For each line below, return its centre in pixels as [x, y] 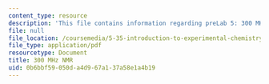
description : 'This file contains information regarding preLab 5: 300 [130, 23]
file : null [26, 30]
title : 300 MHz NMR [41, 61]
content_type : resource [48, 16]
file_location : [34, 38]
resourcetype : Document [48, 53]
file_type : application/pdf [55, 46]
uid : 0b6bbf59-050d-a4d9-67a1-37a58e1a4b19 [82, 68]
